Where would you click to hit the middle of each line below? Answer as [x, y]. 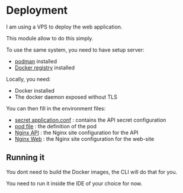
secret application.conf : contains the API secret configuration [90, 120]
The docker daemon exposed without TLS [66, 97]
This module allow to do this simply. [50, 38]
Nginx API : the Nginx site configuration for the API [76, 132]
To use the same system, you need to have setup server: [75, 50]
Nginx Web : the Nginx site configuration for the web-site [84, 139]
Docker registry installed [45, 67]
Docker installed [35, 90]
